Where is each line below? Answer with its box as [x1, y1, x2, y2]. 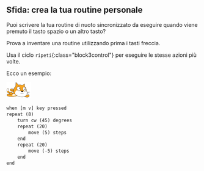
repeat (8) [6, 111, 34, 117]
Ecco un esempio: [6, 70, 52, 77]
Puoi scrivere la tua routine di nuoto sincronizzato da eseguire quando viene [6, 21, 199, 28]
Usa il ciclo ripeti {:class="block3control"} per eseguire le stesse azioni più [6, 51, 197, 59]
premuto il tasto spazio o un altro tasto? [6, 27, 106, 35]
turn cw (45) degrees [17, 117, 72, 123]
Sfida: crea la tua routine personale [6, 5, 143, 15]
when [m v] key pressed [6, 105, 67, 111]
